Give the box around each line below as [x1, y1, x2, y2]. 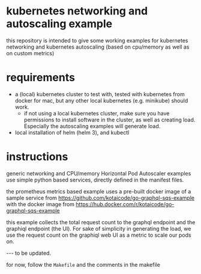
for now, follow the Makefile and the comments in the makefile [6, 261, 160, 268]
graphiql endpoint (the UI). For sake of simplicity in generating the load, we [6, 225, 191, 232]
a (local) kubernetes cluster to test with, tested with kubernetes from [14, 90, 185, 97]
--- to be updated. [6, 249, 52, 257]
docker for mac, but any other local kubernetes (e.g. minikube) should [14, 97, 188, 104]
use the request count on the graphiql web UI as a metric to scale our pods [6, 231, 191, 239]
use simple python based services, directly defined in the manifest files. [6, 176, 184, 183]
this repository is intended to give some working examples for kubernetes [6, 37, 188, 44]
